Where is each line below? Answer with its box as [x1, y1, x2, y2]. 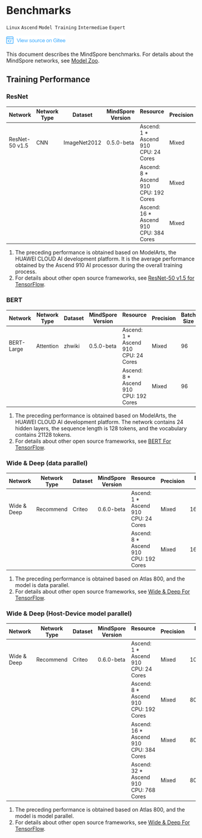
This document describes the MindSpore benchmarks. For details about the [6, 51, 194, 58]
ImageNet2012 [63, 139, 102, 146]
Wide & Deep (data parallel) [6, 459, 88, 467]
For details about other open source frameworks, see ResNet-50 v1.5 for [14, 274, 195, 282]
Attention [35, 342, 59, 350]
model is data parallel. [14, 581, 70, 588]
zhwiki [64, 342, 80, 350]
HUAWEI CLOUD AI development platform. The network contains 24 [14, 419, 183, 426]
